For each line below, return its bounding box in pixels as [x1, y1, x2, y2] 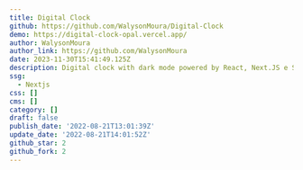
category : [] [9, 105, 59, 114]
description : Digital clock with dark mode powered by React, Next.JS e [9, 64, 289, 73]
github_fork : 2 [9, 147, 67, 156]
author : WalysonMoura [9, 38, 91, 48]
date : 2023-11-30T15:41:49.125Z [9, 55, 131, 64]
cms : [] [9, 96, 39, 106]
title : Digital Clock [9, 13, 91, 22]
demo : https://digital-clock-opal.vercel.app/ [9, 30, 188, 39]
